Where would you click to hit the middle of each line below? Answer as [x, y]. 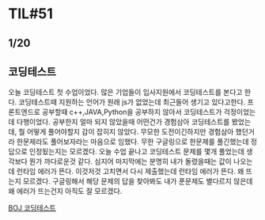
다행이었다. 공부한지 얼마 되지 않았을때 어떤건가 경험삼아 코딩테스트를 [123, 122]
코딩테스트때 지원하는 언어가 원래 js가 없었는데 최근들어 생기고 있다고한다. [132, 102]
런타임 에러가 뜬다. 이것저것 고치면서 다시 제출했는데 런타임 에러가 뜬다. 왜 [130, 172]
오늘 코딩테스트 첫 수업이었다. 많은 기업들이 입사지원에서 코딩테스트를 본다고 [125, 93]
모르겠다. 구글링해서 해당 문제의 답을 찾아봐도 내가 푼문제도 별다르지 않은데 [138, 181]
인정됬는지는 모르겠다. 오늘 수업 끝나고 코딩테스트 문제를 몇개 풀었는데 [137, 152]
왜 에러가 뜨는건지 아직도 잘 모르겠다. [65, 192]
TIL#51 [31, 14]
